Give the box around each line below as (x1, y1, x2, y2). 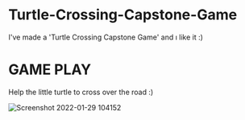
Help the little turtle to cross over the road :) (8, 87, 154, 97)
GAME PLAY (8, 60, 91, 79)
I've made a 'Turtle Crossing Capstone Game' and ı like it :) (8, 32, 204, 42)
